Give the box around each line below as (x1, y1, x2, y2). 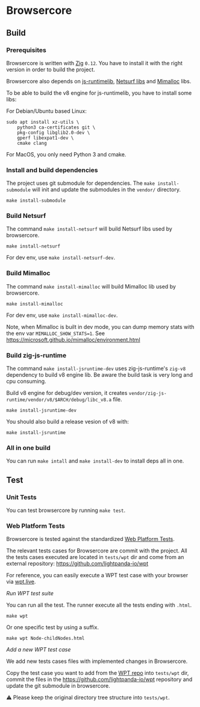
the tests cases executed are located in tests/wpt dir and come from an (6, 554, 184, 561)
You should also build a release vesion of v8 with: (6, 418, 130, 426)
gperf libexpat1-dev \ (17, 135, 74, 141)
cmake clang (17, 140, 47, 146)
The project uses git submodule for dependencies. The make (6, 179, 155, 187)
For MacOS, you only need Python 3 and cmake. (6, 150, 127, 158)
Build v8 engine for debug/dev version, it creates (6, 389, 128, 397)
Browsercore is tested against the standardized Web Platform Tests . (6, 536, 175, 543)
